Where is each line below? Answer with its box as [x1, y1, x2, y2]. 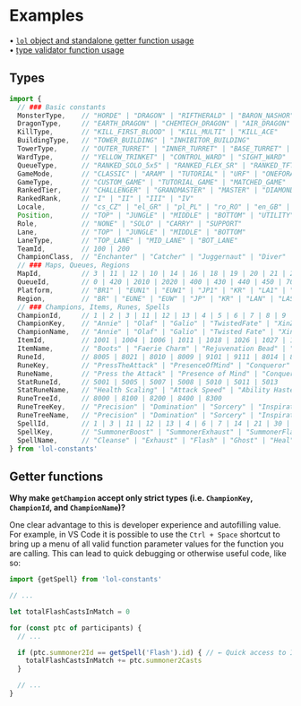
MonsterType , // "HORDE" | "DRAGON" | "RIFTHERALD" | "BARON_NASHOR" [17, 111, 295, 120]
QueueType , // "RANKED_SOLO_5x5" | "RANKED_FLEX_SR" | [17, 160, 246, 170]
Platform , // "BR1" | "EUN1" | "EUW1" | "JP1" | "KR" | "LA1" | [17, 286, 287, 295]
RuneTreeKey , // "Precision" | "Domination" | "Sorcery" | [17, 402, 254, 412]
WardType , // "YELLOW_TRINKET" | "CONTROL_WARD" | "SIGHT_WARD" [17, 152, 287, 161]
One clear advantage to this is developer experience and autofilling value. [9, 520, 281, 530]
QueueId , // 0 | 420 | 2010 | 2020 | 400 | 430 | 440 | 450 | [17, 278, 282, 287]
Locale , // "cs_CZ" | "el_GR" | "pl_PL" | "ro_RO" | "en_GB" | [17, 202, 291, 211]
